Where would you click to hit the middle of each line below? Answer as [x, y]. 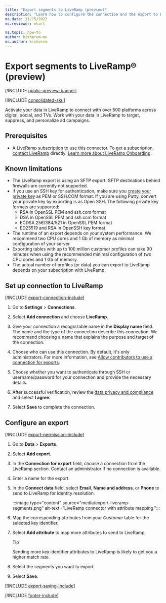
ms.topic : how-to [23, 33]
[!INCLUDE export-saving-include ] [40, 586]
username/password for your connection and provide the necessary [82, 377]
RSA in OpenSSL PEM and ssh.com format [63, 212]
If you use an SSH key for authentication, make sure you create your [82, 191]
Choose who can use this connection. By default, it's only [71, 352]
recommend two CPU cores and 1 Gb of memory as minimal [73, 239]
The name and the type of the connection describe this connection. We [85, 332]
